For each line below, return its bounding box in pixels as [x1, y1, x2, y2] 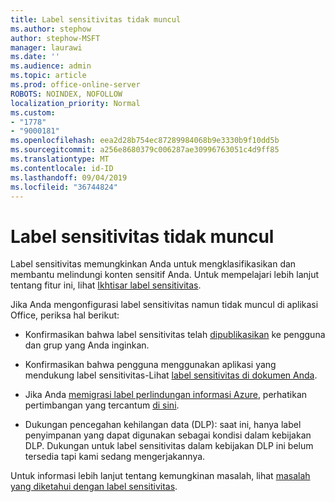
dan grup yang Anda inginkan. [24, 339, 150, 351]
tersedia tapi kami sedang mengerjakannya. [24, 451, 206, 463]
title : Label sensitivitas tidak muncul [10, 14, 182, 25]
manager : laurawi [10, 42, 83, 53]
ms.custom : [10, 107, 56, 118]
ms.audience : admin [10, 61, 92, 71]
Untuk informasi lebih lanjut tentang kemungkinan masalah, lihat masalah [10, 470, 311, 482]
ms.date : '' [10, 52, 60, 62]
